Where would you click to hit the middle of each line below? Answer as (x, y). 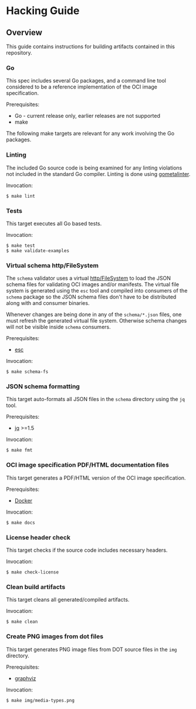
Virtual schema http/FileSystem (52, 265)
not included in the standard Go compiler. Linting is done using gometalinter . (98, 174)
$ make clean (22, 622)
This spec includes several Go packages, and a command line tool (86, 81)
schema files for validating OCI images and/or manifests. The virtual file (93, 284)
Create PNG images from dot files (55, 636)
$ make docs (21, 523)
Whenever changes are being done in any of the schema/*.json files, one (94, 314)
